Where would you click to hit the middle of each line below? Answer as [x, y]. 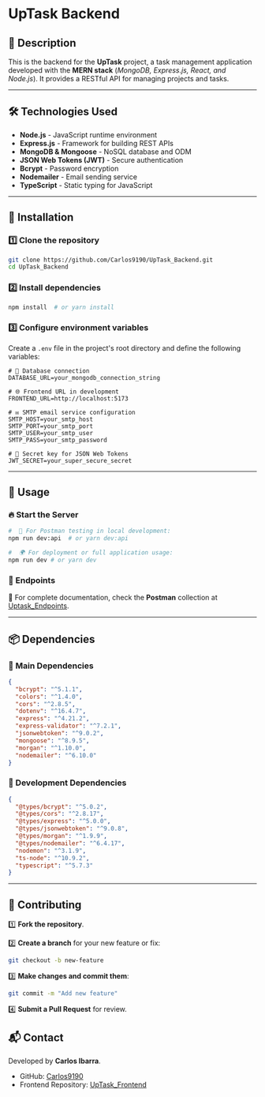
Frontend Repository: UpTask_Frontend [83, 1084]
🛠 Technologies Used [63, 112]
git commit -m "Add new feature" [63, 994]
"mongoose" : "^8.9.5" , [52, 740]
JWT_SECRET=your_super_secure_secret [70, 460]
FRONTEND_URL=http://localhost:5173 [68, 398]
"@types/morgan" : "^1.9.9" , [62, 836]
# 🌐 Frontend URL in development [64, 392]
